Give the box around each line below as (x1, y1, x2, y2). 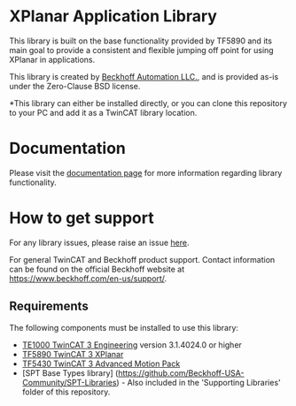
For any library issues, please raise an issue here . (9, 237, 190, 248)
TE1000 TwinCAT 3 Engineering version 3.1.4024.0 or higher (21, 339, 242, 350)
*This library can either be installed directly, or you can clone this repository (9, 97, 288, 108)
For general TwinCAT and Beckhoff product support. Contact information (9, 254, 276, 264)
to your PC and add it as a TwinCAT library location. (9, 107, 198, 118)
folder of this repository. (21, 387, 111, 397)
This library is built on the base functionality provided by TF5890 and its (9, 35, 273, 46)
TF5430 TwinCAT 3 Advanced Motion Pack (21, 358, 181, 369)
